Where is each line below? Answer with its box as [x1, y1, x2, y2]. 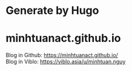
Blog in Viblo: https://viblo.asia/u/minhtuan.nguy [5, 58, 126, 66]
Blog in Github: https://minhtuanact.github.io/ [5, 52, 119, 59]
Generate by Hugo [5, 4, 99, 18]
